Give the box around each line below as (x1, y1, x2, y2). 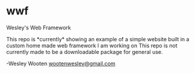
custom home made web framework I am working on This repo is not (6, 42, 178, 49)
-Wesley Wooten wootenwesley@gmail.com (6, 60, 116, 67)
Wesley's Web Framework (6, 24, 71, 31)
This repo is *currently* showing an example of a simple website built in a (6, 35, 190, 42)
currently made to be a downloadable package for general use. (6, 48, 163, 55)
